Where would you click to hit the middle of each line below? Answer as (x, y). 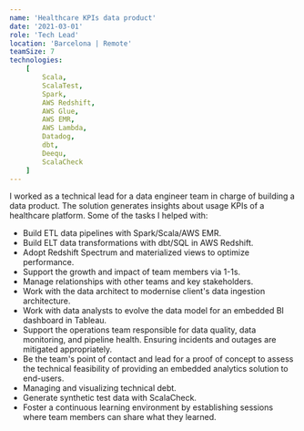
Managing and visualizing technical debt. (100, 388)
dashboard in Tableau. (65, 321)
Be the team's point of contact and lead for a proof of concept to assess (158, 359)
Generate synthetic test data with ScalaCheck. (110, 398)
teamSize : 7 (32, 52)
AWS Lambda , (65, 128)
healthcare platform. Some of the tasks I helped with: (109, 216)
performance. (48, 262)
